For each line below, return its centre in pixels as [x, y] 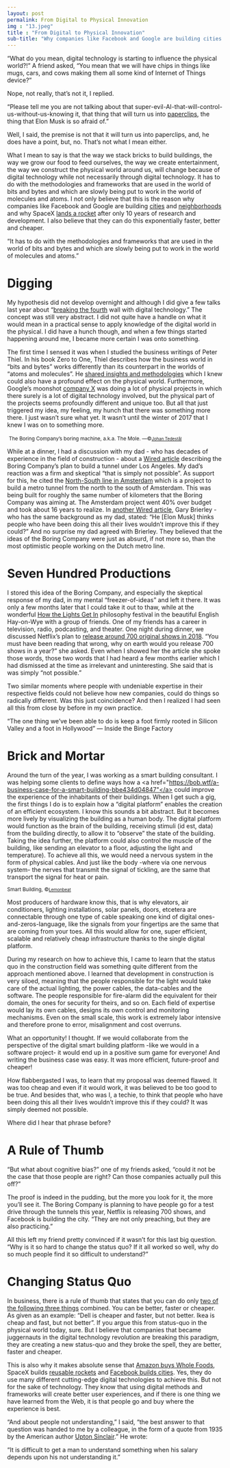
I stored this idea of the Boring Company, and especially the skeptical [105, 593]
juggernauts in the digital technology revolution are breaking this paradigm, [113, 1337]
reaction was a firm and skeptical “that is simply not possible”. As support [111, 473]
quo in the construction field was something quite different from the [103, 966]
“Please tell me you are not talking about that [70, 107]
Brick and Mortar [56, 756]
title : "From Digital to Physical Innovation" [76, 33]
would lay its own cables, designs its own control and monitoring [98, 1010]
